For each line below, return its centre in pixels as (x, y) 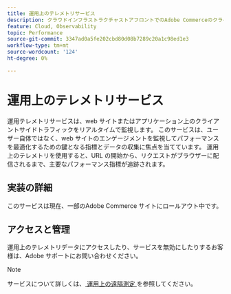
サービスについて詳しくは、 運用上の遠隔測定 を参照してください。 (102, 284)
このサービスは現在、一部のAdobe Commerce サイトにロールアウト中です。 (115, 206)
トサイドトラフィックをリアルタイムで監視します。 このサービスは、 (110, 129)
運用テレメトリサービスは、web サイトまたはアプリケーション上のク (104, 120)
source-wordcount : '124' (43, 52)
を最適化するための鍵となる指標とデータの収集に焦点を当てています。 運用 (113, 147)
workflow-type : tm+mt (38, 45)
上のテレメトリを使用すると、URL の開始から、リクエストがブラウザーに (110, 155)
